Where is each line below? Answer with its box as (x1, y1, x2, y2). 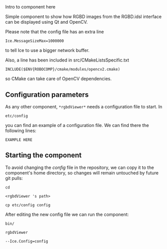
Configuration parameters (5, 90, 89, 99)
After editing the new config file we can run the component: (5, 211, 129, 217)
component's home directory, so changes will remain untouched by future (5, 169, 159, 176)
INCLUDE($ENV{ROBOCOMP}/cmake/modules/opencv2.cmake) (5, 67, 121, 72)
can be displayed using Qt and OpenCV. (5, 19, 88, 25)
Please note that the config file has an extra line (5, 29, 104, 35)
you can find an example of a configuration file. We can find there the (5, 122, 149, 128)
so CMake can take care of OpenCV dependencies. (5, 76, 112, 82)
